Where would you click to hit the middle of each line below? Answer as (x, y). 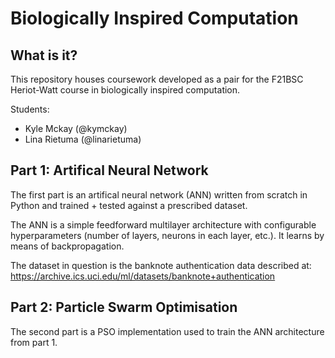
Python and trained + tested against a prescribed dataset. (129, 205)
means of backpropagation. (67, 246)
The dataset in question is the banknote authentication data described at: (161, 265)
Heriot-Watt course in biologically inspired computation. (125, 90)
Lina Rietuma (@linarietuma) (83, 139)
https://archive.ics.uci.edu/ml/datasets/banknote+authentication (143, 276)
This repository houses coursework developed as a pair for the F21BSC (157, 79)
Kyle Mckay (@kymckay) (76, 128)
